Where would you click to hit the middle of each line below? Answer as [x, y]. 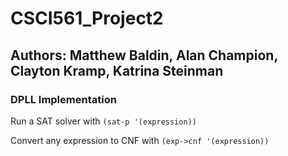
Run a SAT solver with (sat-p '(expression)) [103, 121]
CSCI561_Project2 [87, 18]
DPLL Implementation [63, 99]
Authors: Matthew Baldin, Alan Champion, [144, 55]
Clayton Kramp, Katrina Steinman [117, 70]
